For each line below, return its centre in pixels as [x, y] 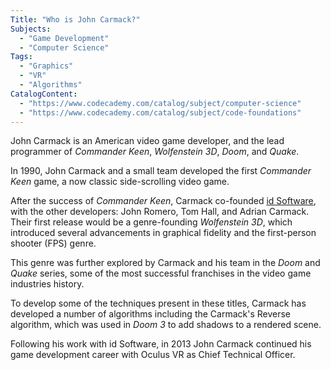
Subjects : [31, 29]
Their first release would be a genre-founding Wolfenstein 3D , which [151, 222]
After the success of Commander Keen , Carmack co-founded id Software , [163, 201]
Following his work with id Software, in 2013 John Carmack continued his [161, 344]
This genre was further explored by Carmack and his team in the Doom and [165, 263]
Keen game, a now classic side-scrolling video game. [120, 182]
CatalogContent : [44, 94]
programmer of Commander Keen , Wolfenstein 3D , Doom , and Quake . [155, 152]
